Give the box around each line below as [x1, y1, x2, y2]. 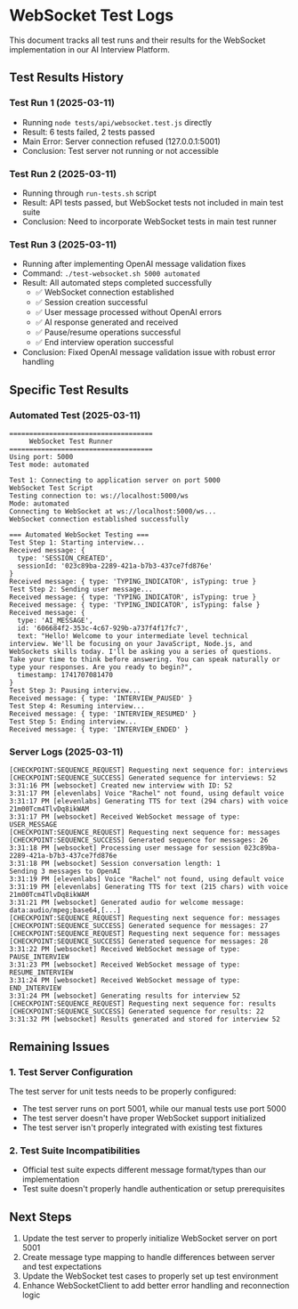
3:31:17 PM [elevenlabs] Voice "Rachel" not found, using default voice [9, 789, 285, 798]
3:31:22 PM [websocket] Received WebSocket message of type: [9, 945, 241, 954]
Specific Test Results [9, 382, 129, 397]
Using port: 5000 [9, 452, 74, 461]
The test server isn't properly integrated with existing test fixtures [21, 1122, 263, 1133]
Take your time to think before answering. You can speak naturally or [9, 655, 280, 664]
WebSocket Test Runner [28, 437, 114, 446]
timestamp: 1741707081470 [17, 670, 114, 679]
